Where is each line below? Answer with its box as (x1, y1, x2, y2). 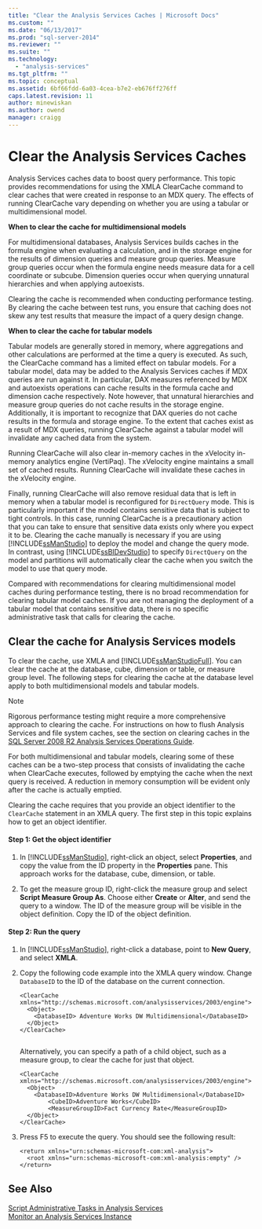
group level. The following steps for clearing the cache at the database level (8, 672, 253, 682)
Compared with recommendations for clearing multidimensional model (8, 579, 236, 588)
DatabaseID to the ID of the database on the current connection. (19, 977, 225, 986)
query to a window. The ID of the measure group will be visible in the (19, 901, 242, 910)
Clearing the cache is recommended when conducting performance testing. (8, 294, 253, 303)
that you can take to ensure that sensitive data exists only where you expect (8, 521, 254, 531)
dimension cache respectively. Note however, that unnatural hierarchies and (8, 391, 254, 401)
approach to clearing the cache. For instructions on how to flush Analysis (8, 719, 245, 729)
